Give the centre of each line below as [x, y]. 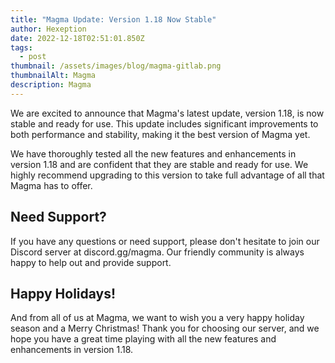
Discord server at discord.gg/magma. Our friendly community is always [157, 252]
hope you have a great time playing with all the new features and [143, 339]
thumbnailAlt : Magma [53, 76]
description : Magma [51, 85]
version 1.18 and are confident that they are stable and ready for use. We [159, 164]
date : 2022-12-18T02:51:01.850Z [77, 38]
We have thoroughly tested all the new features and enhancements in [153, 153]
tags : [21, 47]
